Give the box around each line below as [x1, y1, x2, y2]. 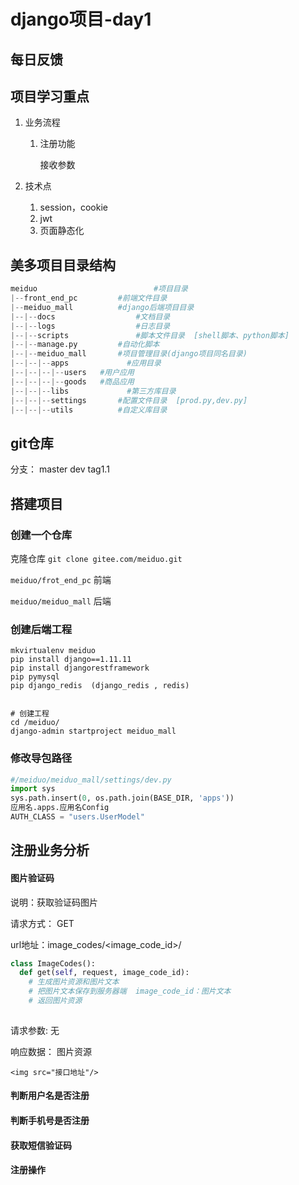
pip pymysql [10, 672, 60, 682]
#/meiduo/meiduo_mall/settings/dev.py [10, 775, 172, 785]
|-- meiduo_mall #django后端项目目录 [10, 302, 195, 312]
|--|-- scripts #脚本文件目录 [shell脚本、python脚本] [10, 330, 290, 340]
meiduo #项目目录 [10, 284, 188, 294]
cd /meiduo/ [10, 718, 60, 728]
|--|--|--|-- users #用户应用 [10, 368, 135, 378]
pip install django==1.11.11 [10, 655, 132, 665]
